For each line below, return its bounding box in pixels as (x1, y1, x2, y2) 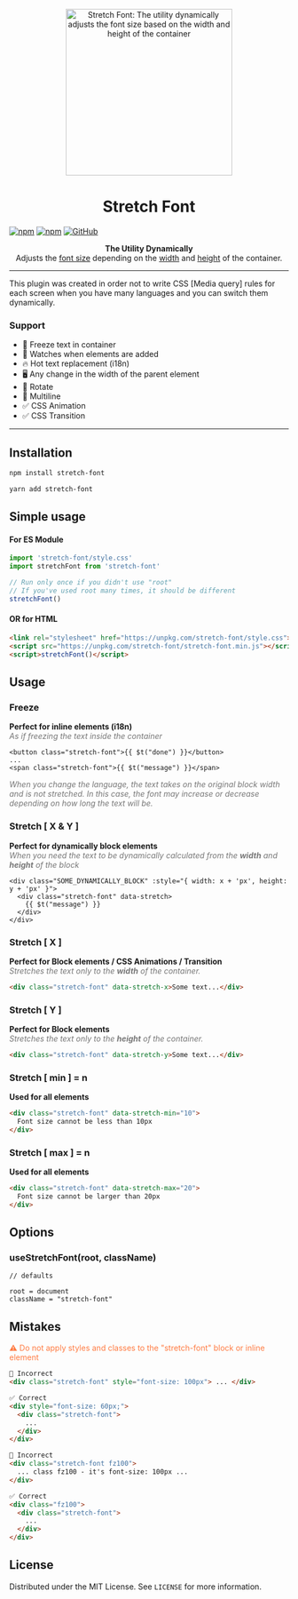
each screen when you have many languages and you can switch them (9, 287, 269, 298)
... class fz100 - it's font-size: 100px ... (17, 1468, 189, 1476)
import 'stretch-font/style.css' (9, 553, 133, 563)
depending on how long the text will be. (9, 798, 153, 808)
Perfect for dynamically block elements (9, 840, 158, 851)
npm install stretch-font (9, 469, 105, 478)
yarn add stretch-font (9, 484, 93, 493)
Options (9, 1225, 55, 1240)
